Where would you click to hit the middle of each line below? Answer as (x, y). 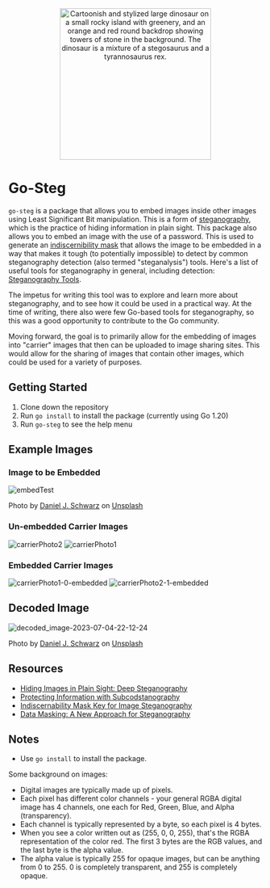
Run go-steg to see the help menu (76, 424)
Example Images (51, 450)
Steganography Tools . (45, 279)
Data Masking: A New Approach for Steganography (105, 713)
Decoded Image (49, 608)
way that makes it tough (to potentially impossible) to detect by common (128, 253)
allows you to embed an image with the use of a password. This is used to (131, 236)
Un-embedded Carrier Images (69, 527)
